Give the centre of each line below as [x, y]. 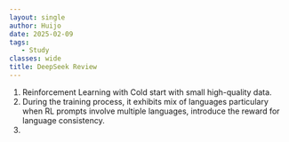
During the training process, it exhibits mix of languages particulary [145, 101]
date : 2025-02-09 [41, 34]
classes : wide [36, 59]
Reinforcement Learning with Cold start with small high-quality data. [147, 92]
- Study [35, 51]
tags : [19, 42]
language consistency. [63, 120]
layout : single [37, 17]
